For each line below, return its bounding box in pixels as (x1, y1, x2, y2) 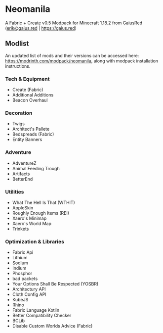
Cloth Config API (12, 291, 46, 297)
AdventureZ (12, 160, 37, 166)
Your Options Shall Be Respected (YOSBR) (12, 281, 99, 287)
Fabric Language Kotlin (12, 307, 60, 313)
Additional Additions (12, 92, 54, 98)
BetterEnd (12, 176, 33, 182)
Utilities (5, 188, 24, 195)
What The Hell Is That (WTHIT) (12, 199, 75, 205)
